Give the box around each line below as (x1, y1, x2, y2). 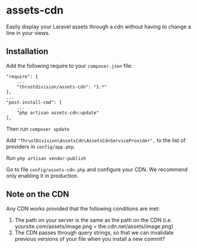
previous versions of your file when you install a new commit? (14, 235, 166, 242)
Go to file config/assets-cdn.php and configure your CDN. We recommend (6, 166, 188, 173)
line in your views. (6, 29, 50, 36)
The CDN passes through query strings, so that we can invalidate (14, 229, 174, 236)
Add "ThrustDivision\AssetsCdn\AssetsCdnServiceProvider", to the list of (6, 136, 186, 143)
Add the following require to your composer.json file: (6, 62, 133, 69)
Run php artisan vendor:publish (6, 154, 86, 161)
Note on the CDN (6, 190, 69, 200)
